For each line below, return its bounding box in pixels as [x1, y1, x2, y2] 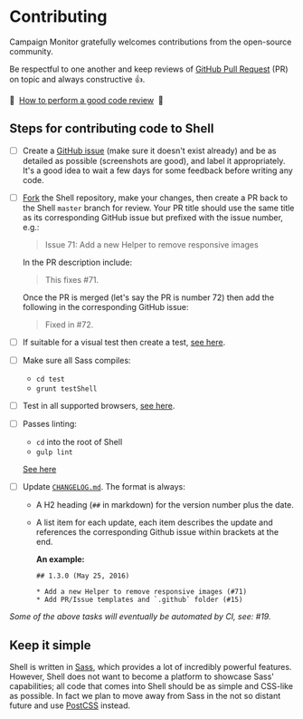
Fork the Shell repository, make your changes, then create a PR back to [22, 192, 288, 203]
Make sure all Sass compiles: [22, 355, 131, 365]
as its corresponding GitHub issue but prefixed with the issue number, [22, 211, 283, 223]
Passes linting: [22, 419, 77, 430]
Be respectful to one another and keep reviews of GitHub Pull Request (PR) [9, 63, 289, 74]
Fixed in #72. [44, 319, 94, 330]
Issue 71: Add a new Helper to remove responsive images [44, 238, 260, 250]
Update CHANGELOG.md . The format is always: [22, 481, 185, 492]
